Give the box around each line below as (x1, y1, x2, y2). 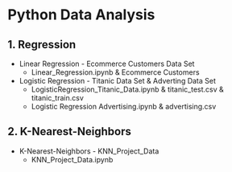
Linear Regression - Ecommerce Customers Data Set (19, 59, 195, 68)
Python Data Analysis (7, 6, 155, 24)
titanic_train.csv (31, 93, 84, 102)
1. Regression (7, 38, 77, 51)
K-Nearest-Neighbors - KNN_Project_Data (19, 146, 159, 156)
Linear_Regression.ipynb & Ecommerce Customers (31, 68, 200, 77)
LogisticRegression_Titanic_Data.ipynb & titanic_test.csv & (31, 84, 225, 94)
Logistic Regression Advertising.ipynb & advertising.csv (31, 102, 217, 111)
